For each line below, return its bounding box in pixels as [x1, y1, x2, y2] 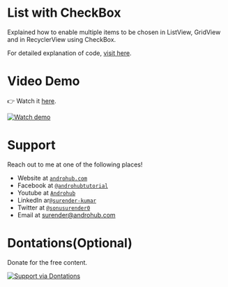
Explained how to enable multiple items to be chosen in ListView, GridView [7, 28, 221, 36]
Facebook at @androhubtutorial [17, 181, 108, 189]
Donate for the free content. [7, 258, 88, 266]
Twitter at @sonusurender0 [17, 203, 91, 212]
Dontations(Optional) [7, 235, 132, 251]
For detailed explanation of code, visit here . [7, 49, 132, 57]
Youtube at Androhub [17, 188, 76, 196]
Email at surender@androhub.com [17, 210, 116, 219]
